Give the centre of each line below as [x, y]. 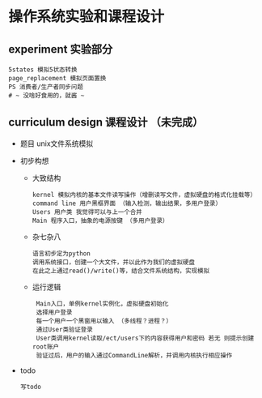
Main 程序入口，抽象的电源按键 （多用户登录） [100, 220]
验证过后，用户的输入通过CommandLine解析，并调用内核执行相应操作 [134, 355]
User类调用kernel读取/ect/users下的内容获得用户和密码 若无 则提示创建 [145, 338]
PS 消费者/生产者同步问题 [46, 87]
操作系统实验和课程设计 [87, 17]
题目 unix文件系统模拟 [57, 143]
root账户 [46, 347]
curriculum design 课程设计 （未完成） [106, 122]
